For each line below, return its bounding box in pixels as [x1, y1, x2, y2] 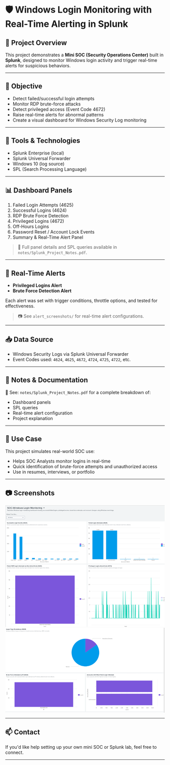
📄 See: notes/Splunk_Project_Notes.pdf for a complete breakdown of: [5, 389, 151, 395]
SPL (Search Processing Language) [12, 166, 87, 172]
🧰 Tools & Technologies [5, 136, 80, 145]
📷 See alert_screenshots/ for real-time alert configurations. [17, 313, 144, 319]
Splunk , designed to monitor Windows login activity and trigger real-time [5, 57, 158, 63]
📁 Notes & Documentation [5, 376, 88, 385]
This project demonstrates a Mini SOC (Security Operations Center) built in [5, 52, 164, 58]
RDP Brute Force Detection [12, 213, 69, 219]
